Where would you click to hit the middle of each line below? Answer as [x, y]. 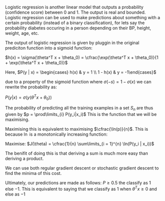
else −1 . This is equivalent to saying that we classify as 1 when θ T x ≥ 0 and [81, 188]
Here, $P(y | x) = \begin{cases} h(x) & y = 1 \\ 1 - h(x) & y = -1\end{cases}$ [81, 72]
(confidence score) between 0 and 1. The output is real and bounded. [76, 12]
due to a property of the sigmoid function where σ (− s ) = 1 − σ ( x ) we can [78, 82]
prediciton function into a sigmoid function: [49, 48]
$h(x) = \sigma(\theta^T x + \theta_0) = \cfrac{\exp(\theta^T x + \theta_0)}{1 [82, 57]
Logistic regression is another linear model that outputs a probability [74, 7]
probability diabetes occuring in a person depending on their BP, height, [78, 28]
